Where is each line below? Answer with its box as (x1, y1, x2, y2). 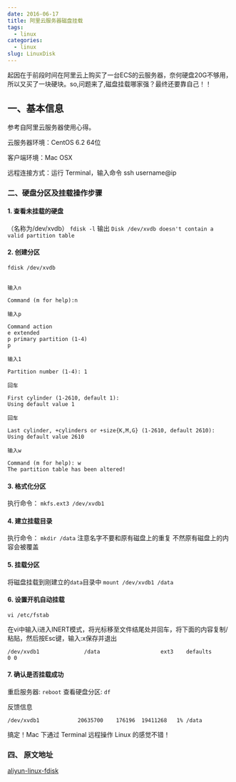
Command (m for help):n (7, 297, 78, 304)
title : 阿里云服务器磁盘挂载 (7, 17, 83, 24)
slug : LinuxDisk (7, 51, 56, 58)
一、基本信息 (7, 103, 64, 115)
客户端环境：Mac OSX (7, 153, 73, 161)
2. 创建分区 (7, 248, 41, 257)
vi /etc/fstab (7, 611, 50, 619)
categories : (7, 37, 43, 44)
